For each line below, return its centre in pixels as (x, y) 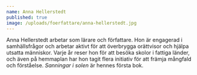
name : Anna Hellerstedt (36, 12)
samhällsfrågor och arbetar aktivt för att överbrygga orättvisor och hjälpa (98, 46)
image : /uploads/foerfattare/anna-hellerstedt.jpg (72, 23)
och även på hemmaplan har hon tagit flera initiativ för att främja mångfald (99, 59)
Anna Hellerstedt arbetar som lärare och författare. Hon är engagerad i (95, 40)
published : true (27, 17)
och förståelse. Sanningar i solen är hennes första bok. (75, 65)
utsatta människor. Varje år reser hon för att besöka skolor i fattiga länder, (98, 53)
